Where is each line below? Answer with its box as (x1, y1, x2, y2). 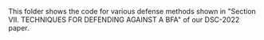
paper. (8, 24, 30, 32)
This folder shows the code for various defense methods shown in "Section (8, 7, 257, 16)
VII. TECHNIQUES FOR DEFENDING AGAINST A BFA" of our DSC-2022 (8, 15, 240, 24)
